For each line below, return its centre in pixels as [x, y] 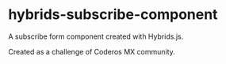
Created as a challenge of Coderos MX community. [92, 51]
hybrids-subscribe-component [113, 15]
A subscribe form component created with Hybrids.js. [96, 36]
